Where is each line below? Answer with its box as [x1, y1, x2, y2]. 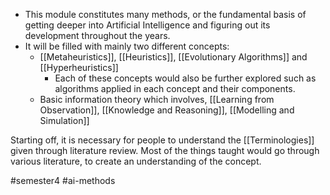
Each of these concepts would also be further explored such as [54, 72, 317, 84]
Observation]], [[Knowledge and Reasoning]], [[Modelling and [39, 104, 295, 116]
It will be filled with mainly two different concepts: [24, 40, 230, 52]
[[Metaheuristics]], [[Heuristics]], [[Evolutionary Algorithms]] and [39, 51, 308, 63]
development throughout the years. [24, 30, 171, 41]
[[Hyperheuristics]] [39, 62, 119, 73]
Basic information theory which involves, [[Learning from [39, 94, 275, 105]
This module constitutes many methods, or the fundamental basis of [24, 9, 307, 20]
